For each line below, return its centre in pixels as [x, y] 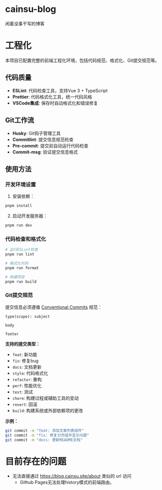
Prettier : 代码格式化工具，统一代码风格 [52, 97]
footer [12, 334]
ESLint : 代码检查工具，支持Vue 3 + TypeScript [60, 90]
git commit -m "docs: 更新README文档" [44, 440]
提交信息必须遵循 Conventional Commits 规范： [54, 307]
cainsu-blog [31, 9]
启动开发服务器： [30, 216]
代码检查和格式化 [26, 239]
